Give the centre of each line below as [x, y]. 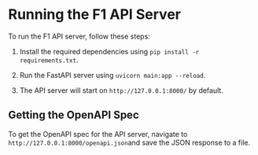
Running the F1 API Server [94, 15]
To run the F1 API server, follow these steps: [79, 36]
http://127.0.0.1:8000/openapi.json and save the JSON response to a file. [129, 142]
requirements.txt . [49, 60]
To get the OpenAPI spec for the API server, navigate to [98, 134]
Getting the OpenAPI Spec [74, 115]
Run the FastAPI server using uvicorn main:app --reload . [112, 75]
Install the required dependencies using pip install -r [109, 51]
